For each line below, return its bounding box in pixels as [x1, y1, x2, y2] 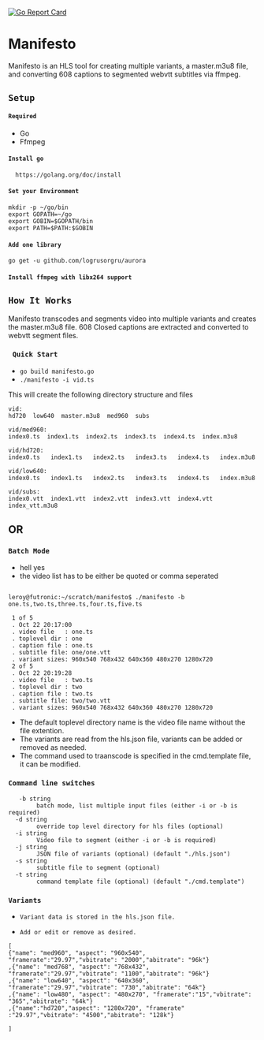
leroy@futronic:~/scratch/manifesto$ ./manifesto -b [8, 593, 185, 601]
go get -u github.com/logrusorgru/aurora [8, 257, 147, 265]
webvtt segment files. [8, 330, 79, 340]
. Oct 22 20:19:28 [11, 669, 73, 677]
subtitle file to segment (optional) [36, 863, 160, 871]
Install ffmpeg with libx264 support [8, 273, 132, 281]
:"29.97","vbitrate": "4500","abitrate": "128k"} [8, 1012, 175, 1019]
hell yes [19, 562, 46, 572]
